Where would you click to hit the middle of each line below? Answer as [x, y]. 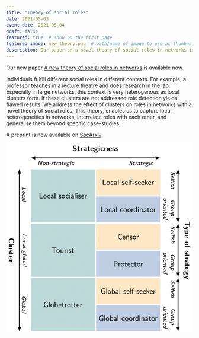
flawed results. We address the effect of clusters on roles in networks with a [99, 104]
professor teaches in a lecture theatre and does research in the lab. [88, 85]
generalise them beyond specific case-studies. [63, 123]
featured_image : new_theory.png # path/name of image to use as [88, 44]
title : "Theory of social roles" [47, 12]
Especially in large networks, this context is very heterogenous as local [93, 91]
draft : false [22, 31]
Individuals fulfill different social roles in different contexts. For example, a [96, 79]
